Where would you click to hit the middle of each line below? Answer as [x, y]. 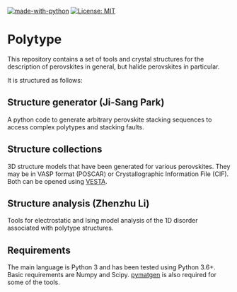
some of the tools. [34, 282]
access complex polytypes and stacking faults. [76, 127]
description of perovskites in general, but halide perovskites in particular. [114, 66]
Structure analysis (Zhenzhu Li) [79, 203]
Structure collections [55, 150]
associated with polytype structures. [60, 228]
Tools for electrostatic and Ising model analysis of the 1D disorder [103, 221]
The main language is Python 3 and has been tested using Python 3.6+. [111, 267]
